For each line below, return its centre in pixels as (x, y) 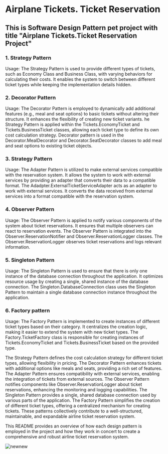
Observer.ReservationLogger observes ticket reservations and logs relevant (83, 241)
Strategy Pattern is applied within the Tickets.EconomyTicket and (72, 124)
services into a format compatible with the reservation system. (70, 196)
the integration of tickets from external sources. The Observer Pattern (77, 379)
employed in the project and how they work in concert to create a (73, 431)
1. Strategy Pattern (28, 58)
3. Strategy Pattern (29, 159)
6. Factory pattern (28, 311)
